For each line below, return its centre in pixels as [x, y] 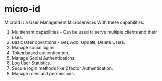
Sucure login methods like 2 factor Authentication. [62, 68]
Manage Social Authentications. [44, 58]
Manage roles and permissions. [43, 73]
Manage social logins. [34, 47]
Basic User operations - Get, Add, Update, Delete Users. [69, 42]
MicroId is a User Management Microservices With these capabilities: [75, 22]
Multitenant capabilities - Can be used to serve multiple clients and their [84, 32]
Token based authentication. [40, 53]
